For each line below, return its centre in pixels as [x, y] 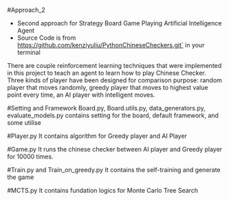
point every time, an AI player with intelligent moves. [81, 95]
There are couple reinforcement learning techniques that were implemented [115, 66]
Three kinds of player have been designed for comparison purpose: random [115, 80]
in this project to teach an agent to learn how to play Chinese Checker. [107, 73]
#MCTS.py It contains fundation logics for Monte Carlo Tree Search [102, 190]
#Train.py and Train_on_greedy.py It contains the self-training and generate [114, 170]
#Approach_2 [26, 10]
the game [21, 177]
